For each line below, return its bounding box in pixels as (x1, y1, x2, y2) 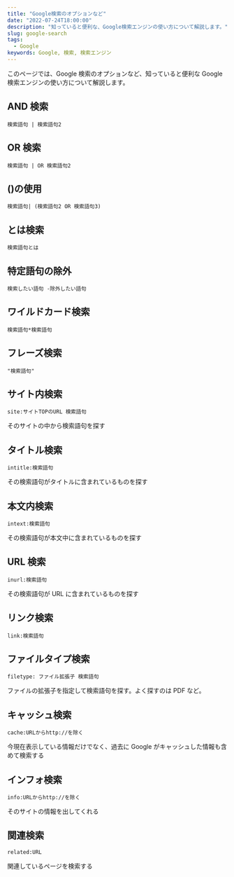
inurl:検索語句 (7, 576, 47, 583)
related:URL (7, 848, 42, 855)
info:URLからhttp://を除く (7, 794, 80, 801)
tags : (7, 36, 23, 43)
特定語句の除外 (7, 265, 72, 277)
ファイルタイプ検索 (7, 653, 90, 665)
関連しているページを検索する (7, 862, 93, 870)
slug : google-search (7, 29, 68, 37)
